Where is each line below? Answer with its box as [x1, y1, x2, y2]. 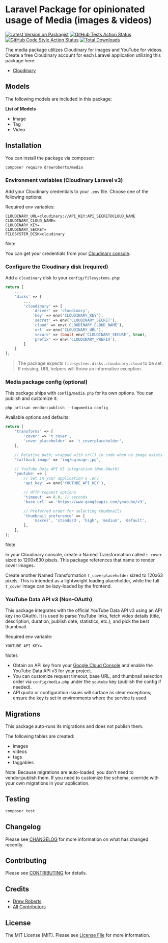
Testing [5, 795, 30, 804]
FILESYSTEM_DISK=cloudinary [5, 231, 65, 237]
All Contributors [12, 904, 46, 910]
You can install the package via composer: [5, 155, 94, 161]
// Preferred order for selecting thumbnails [23, 508, 122, 514]
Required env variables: [5, 203, 55, 210]
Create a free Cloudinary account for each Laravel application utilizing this [5, 52, 161, 58]
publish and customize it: [5, 395, 58, 402]
